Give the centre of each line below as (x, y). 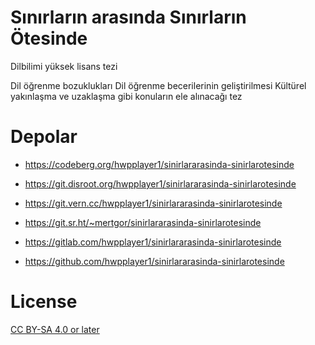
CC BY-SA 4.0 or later (55, 329)
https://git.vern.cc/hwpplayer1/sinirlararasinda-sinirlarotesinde (153, 203)
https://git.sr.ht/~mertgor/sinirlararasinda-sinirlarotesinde (143, 222)
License (44, 302)
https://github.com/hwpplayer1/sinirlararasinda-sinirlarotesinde (154, 261)
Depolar (44, 137)
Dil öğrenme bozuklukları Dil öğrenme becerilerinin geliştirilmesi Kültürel (158, 85)
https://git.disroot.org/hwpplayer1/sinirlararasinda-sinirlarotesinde (160, 183)
